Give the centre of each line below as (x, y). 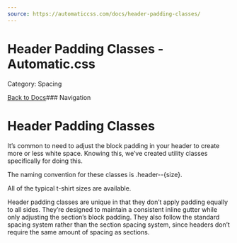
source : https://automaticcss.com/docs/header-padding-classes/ (104, 14)
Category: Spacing (35, 84)
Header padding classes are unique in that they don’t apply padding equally (118, 202)
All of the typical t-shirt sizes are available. (69, 188)
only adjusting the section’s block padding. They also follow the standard (114, 217)
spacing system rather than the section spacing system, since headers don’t (118, 225)
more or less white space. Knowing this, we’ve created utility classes (108, 153)
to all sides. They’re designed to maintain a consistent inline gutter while (112, 209)
